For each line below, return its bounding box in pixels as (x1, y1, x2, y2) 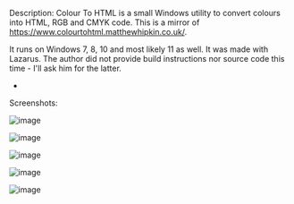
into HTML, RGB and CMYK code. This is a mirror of (9, 17, 200, 28)
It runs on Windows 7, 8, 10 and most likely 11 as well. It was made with (9, 44, 269, 55)
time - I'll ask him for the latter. (9, 63, 122, 73)
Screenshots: (9, 98, 58, 108)
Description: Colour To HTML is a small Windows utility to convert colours (9, 8, 281, 18)
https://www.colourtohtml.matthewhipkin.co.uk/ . (9, 27, 188, 37)
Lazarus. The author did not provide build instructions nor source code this (9, 54, 285, 64)
